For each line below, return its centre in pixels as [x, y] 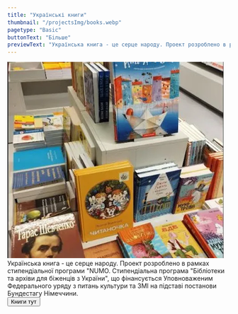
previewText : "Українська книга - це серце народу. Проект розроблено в [117, 45]
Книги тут [24, 302]
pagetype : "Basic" [34, 30]
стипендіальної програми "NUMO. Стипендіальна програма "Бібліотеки [116, 271]
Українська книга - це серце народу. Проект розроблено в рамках [108, 263]
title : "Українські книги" [47, 15]
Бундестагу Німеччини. [43, 293]
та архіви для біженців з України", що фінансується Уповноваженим [110, 279]
